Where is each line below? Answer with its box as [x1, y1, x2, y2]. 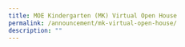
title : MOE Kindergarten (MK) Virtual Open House [8, 11, 178, 20]
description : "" [8, 26, 62, 34]
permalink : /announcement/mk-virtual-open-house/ [8, 19, 178, 27]
